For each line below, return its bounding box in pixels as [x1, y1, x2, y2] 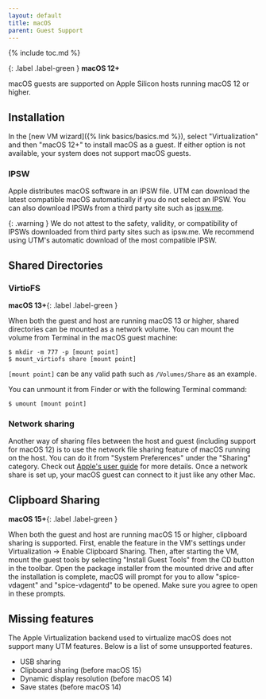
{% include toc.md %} [8, 49, 81, 58]
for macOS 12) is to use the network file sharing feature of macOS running [8, 445, 251, 454]
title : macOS [8, 19, 52, 27]
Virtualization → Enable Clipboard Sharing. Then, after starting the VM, [8, 546, 240, 557]
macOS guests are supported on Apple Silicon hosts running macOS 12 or [8, 79, 250, 88]
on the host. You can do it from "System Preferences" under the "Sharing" [8, 453, 252, 463]
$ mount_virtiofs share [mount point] [8, 355, 137, 363]
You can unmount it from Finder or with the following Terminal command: [8, 385, 248, 394]
